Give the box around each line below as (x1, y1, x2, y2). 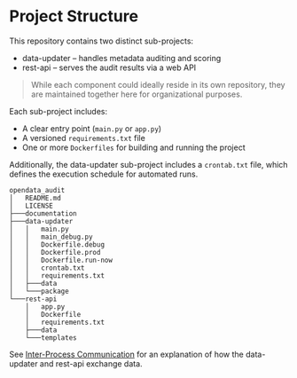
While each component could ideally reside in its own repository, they (30, 79, 285, 90)
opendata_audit (9, 185, 66, 194)
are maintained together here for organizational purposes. (30, 89, 243, 99)
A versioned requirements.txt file (21, 132, 146, 143)
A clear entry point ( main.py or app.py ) (21, 122, 162, 134)
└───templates (25, 333, 77, 343)
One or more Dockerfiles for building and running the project (21, 142, 246, 153)
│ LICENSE (9, 201, 53, 210)
